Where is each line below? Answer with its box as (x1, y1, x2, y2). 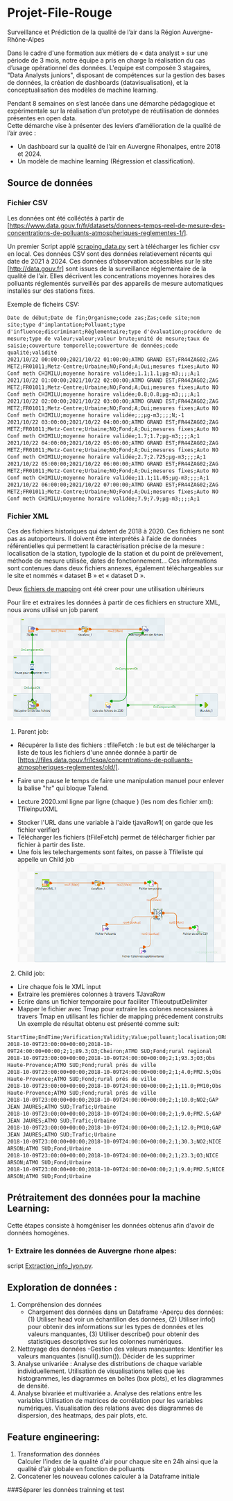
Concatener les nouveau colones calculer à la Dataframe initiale (17, 1472, 200, 1480)
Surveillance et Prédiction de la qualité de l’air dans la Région (7, 28, 182, 36)
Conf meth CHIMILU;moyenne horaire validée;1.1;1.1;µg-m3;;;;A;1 (7, 370, 200, 377)
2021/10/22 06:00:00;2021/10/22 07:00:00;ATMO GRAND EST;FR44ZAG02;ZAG (7, 481, 218, 488)
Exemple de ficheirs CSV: (7, 300, 80, 308)
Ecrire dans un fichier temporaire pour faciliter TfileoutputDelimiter (17, 997, 208, 1006)
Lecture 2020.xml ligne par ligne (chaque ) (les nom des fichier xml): (17, 798, 214, 806)
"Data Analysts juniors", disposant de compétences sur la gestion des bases (7, 71, 225, 79)
